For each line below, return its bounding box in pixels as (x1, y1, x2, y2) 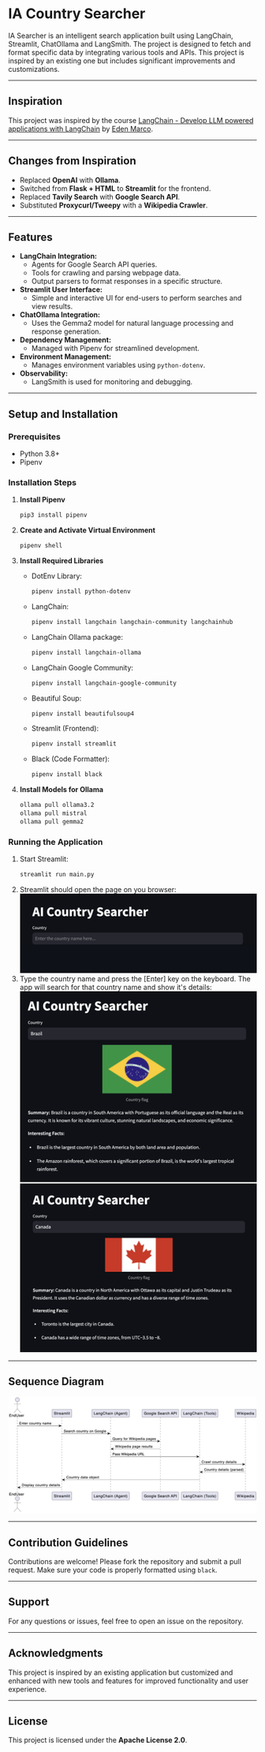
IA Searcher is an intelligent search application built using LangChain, (8, 31, 234, 40)
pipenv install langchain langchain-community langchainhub (31, 618, 233, 626)
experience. (8, 1684, 47, 1694)
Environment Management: (19, 352, 112, 361)
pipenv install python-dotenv (31, 588, 132, 596)
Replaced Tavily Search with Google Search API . (19, 192, 180, 201)
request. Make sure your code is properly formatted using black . (8, 1565, 218, 1575)
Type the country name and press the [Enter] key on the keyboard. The (19, 973, 251, 983)
